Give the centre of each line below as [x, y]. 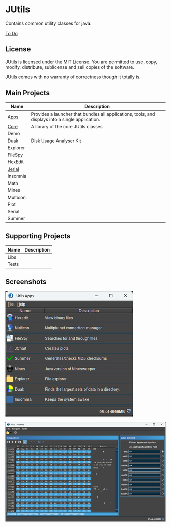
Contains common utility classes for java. [48, 23]
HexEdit [16, 162]
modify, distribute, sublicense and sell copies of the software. [70, 67]
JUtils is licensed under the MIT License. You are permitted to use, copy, [81, 62]
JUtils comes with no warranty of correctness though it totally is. [73, 77]
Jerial [13, 169]
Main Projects [27, 93]
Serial [13, 211]
